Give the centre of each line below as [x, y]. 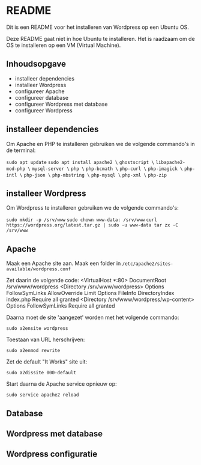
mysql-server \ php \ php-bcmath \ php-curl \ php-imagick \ [107, 169]
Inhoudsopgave [36, 64]
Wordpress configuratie [52, 454]
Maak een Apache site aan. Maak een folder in [64, 263]
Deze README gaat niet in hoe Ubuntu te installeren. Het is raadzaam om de [100, 38]
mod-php [16, 169]
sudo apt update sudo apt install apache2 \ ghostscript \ [80, 162]
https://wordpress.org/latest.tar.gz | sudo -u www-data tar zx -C [92, 225]
